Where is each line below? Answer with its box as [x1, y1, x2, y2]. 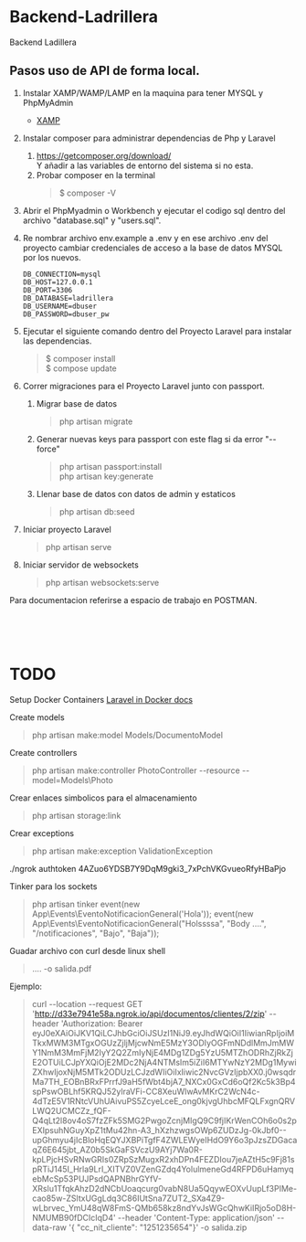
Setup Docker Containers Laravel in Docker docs [9, 694, 194, 705]
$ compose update [45, 363, 117, 374]
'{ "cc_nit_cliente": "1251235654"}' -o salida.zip [68, 1222, 248, 1233]
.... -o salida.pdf [31, 962, 92, 974]
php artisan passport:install [58, 461, 163, 472]
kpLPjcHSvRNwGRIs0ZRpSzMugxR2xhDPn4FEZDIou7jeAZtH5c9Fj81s [31, 1153, 295, 1164]
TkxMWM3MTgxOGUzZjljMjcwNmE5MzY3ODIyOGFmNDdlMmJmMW [31, 1037, 295, 1048]
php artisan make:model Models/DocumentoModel [31, 729, 224, 740]
